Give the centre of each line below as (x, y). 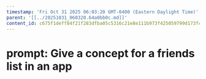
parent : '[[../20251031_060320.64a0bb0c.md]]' (67, 18)
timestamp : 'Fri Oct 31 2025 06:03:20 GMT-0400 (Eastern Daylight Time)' (103, 12)
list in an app (39, 66)
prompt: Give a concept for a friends (101, 53)
